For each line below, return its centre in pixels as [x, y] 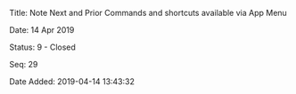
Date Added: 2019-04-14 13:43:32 [72, 82]
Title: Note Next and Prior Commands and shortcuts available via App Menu [148, 13]
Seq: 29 [24, 64]
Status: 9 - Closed [42, 47]
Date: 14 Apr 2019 [42, 30]
